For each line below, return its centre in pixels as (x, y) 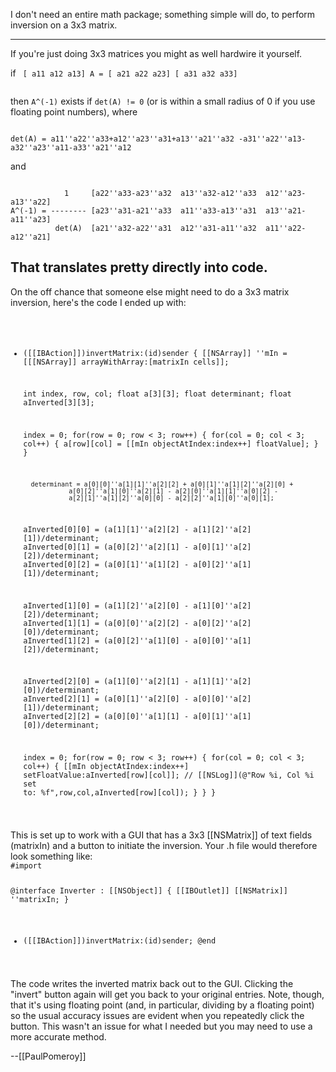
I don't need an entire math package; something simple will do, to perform (163, 14)
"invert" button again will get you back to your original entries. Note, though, (167, 995)
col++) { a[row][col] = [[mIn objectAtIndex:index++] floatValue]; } (171, 444)
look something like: (51, 856)
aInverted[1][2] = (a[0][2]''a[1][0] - (106, 640)
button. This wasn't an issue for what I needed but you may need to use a (161, 1026)
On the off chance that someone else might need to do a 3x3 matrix (150, 291)
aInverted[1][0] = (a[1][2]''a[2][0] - (106, 605)
